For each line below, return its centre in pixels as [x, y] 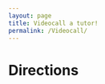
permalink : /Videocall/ [48, 30]
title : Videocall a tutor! [53, 23]
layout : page [30, 16]
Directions [43, 70]
